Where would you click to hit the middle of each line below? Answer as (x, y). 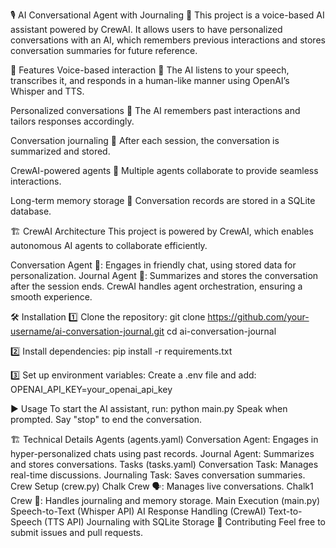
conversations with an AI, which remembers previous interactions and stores (168, 40)
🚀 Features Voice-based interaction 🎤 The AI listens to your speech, (150, 70)
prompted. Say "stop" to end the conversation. (106, 419)
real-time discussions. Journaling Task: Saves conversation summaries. (158, 475)
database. (31, 211)
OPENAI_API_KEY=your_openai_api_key (91, 389)
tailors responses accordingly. (72, 121)
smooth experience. (51, 297)
